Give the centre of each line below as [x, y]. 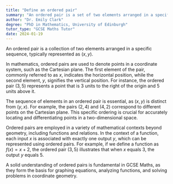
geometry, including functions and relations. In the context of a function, [82, 133]
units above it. [21, 91]
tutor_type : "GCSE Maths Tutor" [40, 29]
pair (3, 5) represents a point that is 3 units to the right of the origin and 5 [83, 86]
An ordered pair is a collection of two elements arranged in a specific [79, 49]
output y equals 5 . [25, 155]
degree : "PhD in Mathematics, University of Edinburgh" [67, 24]
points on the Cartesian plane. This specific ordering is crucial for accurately [87, 112]
